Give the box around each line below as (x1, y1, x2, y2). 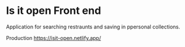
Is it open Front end (6, 4, 102, 17)
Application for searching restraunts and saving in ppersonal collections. (6, 23, 180, 30)
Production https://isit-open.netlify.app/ (6, 34, 101, 41)
